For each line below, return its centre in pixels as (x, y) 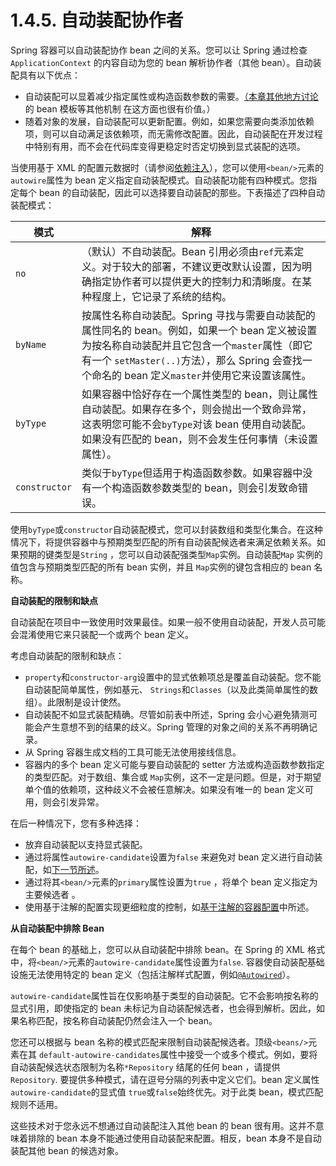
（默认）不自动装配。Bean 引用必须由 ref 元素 (188, 251)
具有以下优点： (49, 75)
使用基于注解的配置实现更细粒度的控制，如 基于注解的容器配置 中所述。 (169, 907)
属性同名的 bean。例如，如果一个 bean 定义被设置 (199, 330)
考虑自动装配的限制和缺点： (67, 655)
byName (31, 344)
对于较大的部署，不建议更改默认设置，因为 (202, 266)
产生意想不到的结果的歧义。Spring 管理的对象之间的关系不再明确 (175, 727)
